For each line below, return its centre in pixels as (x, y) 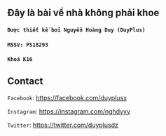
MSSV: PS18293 (28, 45)
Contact (25, 81)
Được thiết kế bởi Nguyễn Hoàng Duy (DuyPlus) (76, 30)
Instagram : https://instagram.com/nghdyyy (69, 111)
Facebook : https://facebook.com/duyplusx (67, 97)
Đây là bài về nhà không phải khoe (83, 13)
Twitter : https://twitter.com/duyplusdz (63, 125)
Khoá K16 (20, 60)
